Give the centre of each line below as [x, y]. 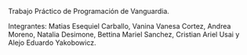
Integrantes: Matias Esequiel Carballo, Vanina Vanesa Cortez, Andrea [120, 26]
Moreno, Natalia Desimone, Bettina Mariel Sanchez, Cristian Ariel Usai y [124, 34]
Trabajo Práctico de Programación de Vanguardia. [89, 11]
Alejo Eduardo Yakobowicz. [52, 43]
